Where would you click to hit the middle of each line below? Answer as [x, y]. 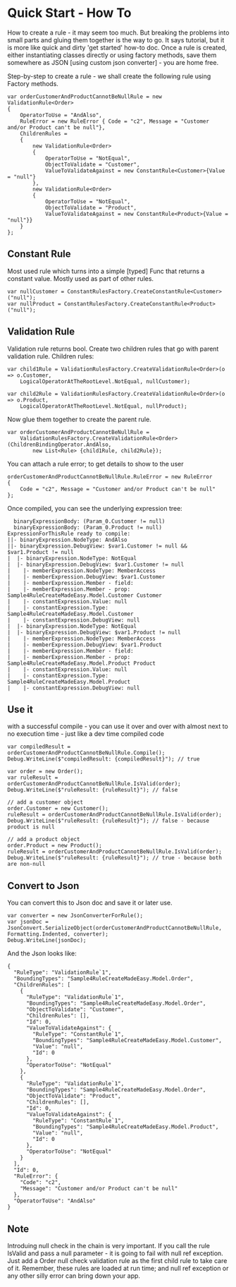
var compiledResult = [39, 747]
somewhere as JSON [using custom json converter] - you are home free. [113, 62]
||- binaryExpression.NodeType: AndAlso [68, 540]
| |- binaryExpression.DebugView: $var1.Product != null [94, 632]
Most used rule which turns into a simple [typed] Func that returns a [106, 271]
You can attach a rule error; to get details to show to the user [95, 464]
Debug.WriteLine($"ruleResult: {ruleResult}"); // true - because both [114, 858]
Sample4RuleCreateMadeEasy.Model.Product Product [82, 663]
